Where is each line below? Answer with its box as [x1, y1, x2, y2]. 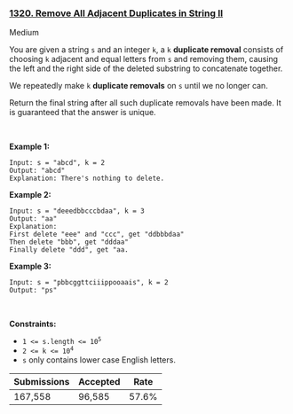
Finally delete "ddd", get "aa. [9, 246, 129, 254]
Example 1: [9, 141, 51, 152]
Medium [9, 27, 40, 38]
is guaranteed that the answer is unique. [9, 107, 157, 118]
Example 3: [9, 261, 51, 272]
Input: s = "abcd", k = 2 [9, 159, 105, 168]
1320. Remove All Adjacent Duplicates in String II [9, 7, 224, 20]
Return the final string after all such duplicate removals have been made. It [9, 98, 281, 108]
